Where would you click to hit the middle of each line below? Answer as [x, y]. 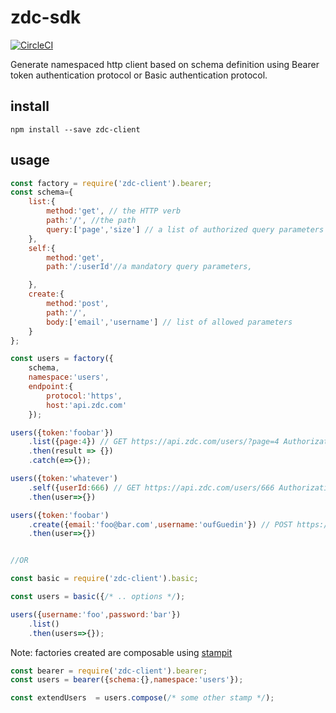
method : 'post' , [78, 304]
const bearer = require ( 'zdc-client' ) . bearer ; [109, 671]
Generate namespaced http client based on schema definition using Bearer [165, 64]
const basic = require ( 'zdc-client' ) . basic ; [104, 579]
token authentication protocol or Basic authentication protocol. [139, 75]
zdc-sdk [46, 17]
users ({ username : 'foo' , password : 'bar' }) [96, 614]
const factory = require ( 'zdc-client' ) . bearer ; [111, 183]
